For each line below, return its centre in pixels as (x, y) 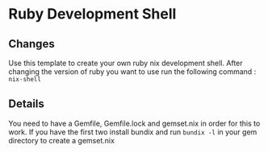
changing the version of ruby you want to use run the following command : (132, 72)
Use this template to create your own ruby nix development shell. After (126, 63)
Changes (31, 44)
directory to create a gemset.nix (62, 140)
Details (26, 104)
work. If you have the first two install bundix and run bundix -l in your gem (133, 132)
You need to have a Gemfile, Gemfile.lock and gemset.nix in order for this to (134, 123)
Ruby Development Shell (92, 14)
